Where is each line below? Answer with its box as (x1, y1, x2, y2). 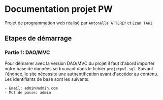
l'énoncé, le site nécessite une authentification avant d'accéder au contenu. (4, 71, 159, 77)
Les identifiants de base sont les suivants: (4, 76, 90, 82)
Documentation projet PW (4, 3, 113, 15)
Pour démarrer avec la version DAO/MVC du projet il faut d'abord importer (4, 60, 155, 66)
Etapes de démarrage (4, 34, 72, 43)
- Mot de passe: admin (4, 90, 51, 95)
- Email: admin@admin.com (4, 86, 58, 91)
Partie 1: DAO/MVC (4, 49, 50, 56)
